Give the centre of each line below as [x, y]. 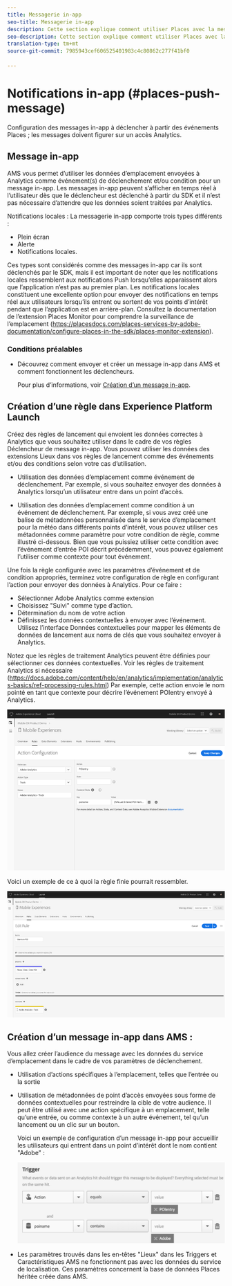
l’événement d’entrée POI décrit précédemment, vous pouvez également [120, 549]
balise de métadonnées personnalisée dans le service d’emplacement [116, 520]
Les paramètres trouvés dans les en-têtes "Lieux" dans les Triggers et [117, 1254]
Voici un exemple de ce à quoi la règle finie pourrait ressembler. [98, 882]
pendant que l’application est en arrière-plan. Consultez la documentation [112, 309]
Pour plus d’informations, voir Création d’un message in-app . [104, 385]
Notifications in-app [66, 94]
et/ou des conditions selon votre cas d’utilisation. [77, 463]
